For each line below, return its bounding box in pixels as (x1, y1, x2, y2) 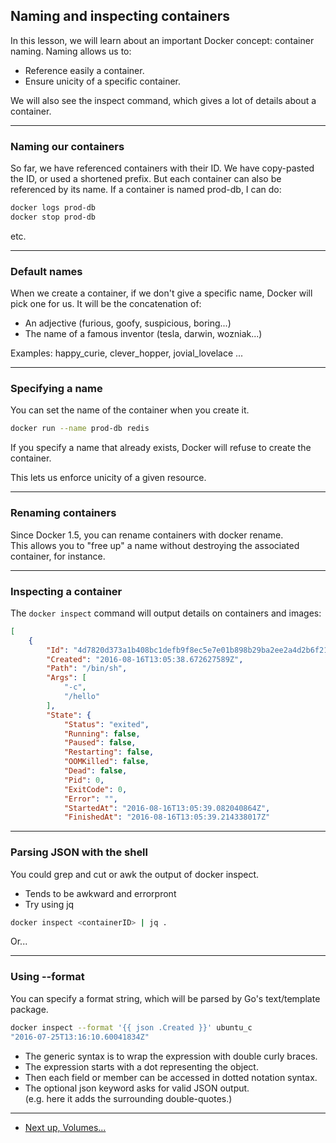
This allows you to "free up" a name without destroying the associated (10, 539, 300, 551)
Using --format (10, 970, 85, 984)
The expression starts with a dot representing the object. (24, 1060, 259, 1073)
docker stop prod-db (10, 212, 97, 222)
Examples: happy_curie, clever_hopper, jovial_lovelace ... (10, 347, 244, 359)
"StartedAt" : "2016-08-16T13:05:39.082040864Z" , (63, 803, 271, 813)
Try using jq (24, 898, 75, 910)
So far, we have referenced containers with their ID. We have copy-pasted (10, 162, 315, 174)
